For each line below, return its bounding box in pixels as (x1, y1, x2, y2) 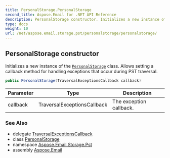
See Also (5, 119, 28, 126)
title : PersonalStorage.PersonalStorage (5, 7, 92, 13)
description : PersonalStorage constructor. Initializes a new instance (5, 17, 159, 22)
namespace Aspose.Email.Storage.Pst (12, 141, 93, 147)
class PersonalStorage (12, 136, 60, 142)
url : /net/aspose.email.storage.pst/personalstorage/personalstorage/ (5, 31, 157, 36)
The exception (112, 98, 147, 105)
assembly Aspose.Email (12, 147, 62, 153)
